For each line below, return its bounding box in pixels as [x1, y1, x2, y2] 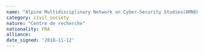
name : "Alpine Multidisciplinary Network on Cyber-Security [6, 9, 162, 15]
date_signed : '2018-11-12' [6, 37, 75, 43]
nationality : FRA [6, 26, 50, 32]
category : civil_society [6, 15, 69, 21]
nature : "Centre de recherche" [6, 20, 86, 26]
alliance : [6, 32, 32, 38]
